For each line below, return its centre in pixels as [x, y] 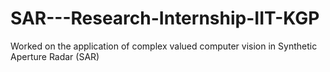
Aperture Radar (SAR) [55, 56]
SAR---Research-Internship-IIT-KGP [165, 18]
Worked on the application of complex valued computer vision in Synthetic [164, 46]
